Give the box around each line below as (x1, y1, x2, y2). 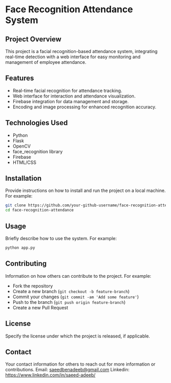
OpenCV (12, 143, 31, 149)
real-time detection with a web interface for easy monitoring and (5, 54, 141, 60)
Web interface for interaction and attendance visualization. (12, 93, 136, 99)
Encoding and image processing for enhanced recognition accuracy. (12, 104, 157, 110)
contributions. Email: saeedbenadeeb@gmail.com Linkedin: (5, 367, 130, 373)
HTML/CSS (12, 159, 37, 165)
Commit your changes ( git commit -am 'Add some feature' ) (12, 294, 139, 300)
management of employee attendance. (5, 59, 87, 65)
